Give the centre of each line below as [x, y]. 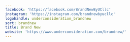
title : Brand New [23, 28]
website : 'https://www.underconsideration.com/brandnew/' [66, 32]
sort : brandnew [21, 23]
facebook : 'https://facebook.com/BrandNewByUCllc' [58, 9]
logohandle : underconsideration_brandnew [48, 18]
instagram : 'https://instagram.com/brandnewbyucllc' [60, 14]
